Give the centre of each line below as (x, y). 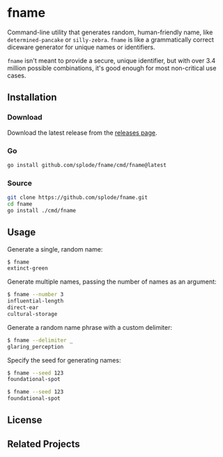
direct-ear (23, 308)
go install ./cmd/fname (42, 210)
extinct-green (28, 268)
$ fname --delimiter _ (40, 340)
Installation (32, 97)
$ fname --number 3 (36, 295)
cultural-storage (32, 314)
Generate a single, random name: (55, 249)
